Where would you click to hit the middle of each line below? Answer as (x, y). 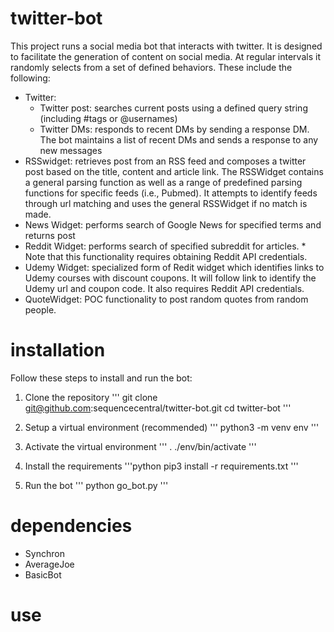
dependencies (71, 526)
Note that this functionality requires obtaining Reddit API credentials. (166, 256)
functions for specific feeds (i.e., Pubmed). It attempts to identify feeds (171, 193)
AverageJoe (49, 564)
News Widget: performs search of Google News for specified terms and (173, 224)
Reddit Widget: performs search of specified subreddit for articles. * (165, 246)
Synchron (44, 553)
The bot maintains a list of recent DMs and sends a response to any (179, 139)
